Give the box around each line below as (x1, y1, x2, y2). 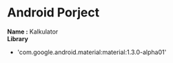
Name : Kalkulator (7, 27, 59, 36)
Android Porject (7, 5, 100, 21)
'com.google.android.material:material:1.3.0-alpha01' (17, 48, 167, 56)
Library (7, 34, 29, 42)
